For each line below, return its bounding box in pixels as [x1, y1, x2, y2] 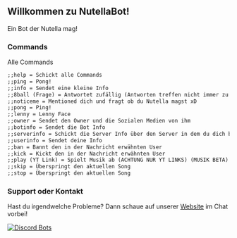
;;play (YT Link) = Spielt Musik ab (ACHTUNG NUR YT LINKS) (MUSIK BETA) [7, 156, 229, 164]
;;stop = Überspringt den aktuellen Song [7, 170, 131, 177]
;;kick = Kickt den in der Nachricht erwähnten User [7, 150, 166, 157]
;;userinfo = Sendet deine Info [7, 137, 102, 144]
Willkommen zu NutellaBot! [7, 6, 130, 18]
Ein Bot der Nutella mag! [7, 24, 78, 32]
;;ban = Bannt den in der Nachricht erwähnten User [7, 144, 162, 151]
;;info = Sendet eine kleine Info [7, 84, 109, 92]
